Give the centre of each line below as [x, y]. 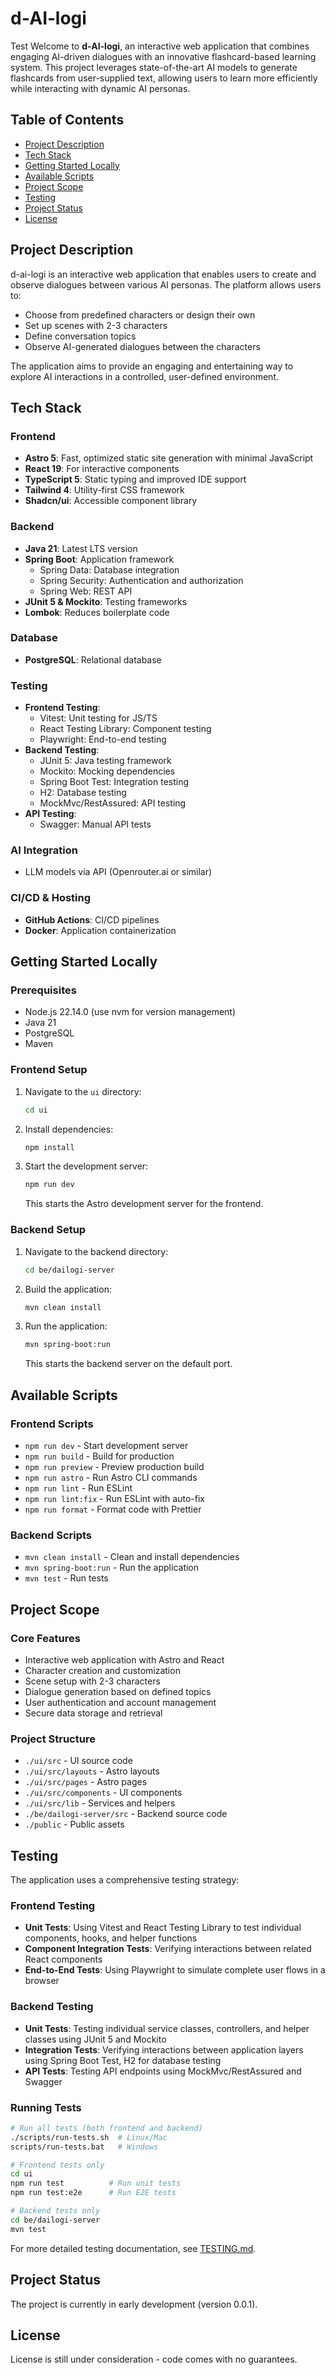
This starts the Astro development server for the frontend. [144, 1204]
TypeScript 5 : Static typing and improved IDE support [135, 479]
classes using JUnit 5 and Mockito [95, 2039]
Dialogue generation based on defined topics [118, 1691]
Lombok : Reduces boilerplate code [97, 612]
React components [63, 1959]
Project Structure [53, 1739]
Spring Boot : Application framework [99, 559]
